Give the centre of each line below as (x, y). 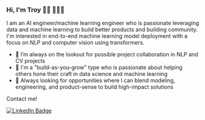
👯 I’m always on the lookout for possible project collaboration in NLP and (107, 54)
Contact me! (22, 99)
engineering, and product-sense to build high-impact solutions (94, 87)
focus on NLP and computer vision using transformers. (76, 43)
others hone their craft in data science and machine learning (91, 74)
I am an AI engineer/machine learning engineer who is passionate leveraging (103, 23)
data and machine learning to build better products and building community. (102, 29)
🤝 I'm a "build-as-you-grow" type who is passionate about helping (99, 67)
